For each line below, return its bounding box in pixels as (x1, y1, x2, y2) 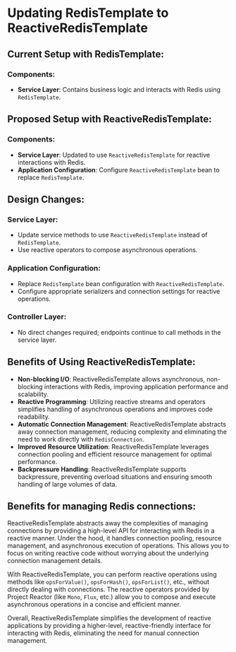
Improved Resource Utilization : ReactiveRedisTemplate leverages (17, 442, 209, 451)
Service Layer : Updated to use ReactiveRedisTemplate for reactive (17, 150, 210, 159)
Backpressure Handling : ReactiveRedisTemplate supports (17, 465, 187, 473)
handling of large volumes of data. (17, 480, 118, 488)
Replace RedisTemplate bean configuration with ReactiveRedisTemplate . (17, 279, 225, 288)
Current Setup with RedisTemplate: (7, 48, 164, 60)
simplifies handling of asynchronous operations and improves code (17, 405, 213, 413)
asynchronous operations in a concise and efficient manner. (7, 600, 182, 609)
